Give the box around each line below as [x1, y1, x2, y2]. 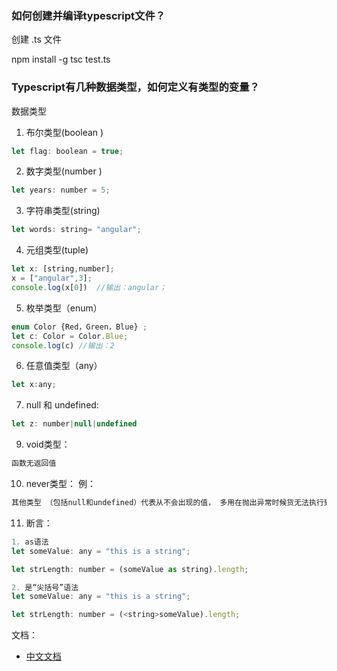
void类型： [25, 438, 71, 451]
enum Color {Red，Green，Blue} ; [11, 322, 148, 332]
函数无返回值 [11, 458, 57, 469]
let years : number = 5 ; [11, 185, 111, 196]
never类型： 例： [25, 478, 96, 490]
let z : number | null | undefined [11, 419, 138, 429]
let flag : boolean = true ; [11, 146, 124, 156]
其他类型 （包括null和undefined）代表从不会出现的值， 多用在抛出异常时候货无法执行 [11, 498, 324, 508]
